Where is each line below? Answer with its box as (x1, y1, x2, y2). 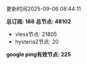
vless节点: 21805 (14, 31, 57, 38)
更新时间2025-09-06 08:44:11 (6, 5, 82, 12)
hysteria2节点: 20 (14, 38, 59, 45)
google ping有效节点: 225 (6, 51, 71, 58)
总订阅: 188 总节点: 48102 (6, 18, 71, 25)
